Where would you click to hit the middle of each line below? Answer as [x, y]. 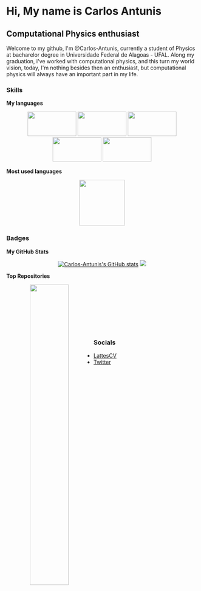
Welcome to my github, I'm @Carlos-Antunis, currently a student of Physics [101, 48]
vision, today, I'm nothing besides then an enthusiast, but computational [96, 68]
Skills [15, 90]
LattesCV [105, 355]
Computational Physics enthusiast [73, 34]
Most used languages [34, 171]
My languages [25, 103]
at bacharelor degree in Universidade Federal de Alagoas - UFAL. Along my [100, 55]
